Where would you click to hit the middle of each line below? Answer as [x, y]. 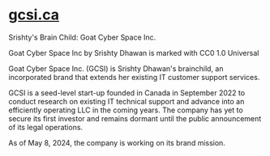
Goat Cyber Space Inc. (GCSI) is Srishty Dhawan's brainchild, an [116, 68]
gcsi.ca [34, 15]
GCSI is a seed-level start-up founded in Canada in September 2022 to [127, 93]
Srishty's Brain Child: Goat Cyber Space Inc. [82, 37]
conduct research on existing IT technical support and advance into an [126, 101]
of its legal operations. [46, 127]
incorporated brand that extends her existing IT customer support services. [134, 77]
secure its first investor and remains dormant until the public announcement [135, 118]
